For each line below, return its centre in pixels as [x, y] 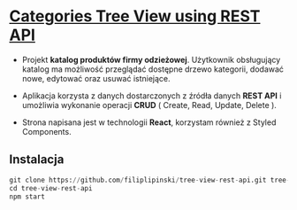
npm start [27, 197]
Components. [47, 131]
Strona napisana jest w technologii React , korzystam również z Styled [149, 122]
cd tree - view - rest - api [51, 188]
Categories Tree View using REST [135, 16]
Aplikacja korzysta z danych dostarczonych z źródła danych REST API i [152, 96]
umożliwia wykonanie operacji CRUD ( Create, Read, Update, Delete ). [149, 105]
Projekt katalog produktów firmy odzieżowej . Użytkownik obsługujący [151, 59]
